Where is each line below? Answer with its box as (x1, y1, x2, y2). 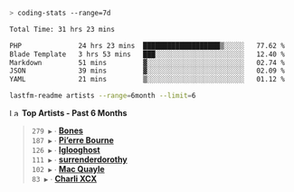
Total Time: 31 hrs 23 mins (9, 24, 116, 34)
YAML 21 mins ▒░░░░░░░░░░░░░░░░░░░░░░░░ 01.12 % (9, 75, 285, 84)
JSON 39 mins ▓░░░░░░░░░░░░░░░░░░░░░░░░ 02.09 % (9, 66, 285, 76)
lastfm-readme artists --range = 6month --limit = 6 (9, 91, 196, 101)
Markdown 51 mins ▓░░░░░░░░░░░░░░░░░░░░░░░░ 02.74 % (9, 58, 285, 67)
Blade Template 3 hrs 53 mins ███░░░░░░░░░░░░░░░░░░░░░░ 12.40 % (9, 50, 285, 59)
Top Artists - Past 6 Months (21, 108, 128, 118)
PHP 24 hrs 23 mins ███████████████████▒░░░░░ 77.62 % (9, 41, 285, 50)
